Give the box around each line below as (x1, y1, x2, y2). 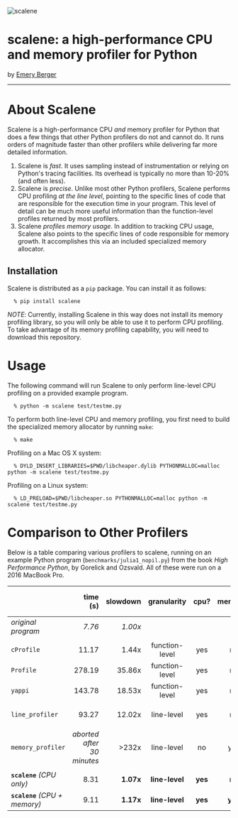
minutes (72, 756, 99, 765)
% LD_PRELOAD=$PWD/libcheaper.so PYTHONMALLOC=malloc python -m (13, 494, 208, 502)
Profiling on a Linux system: (7, 481, 89, 489)
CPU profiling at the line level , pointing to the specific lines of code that (17, 192, 226, 200)
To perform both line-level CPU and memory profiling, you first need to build (7, 415, 230, 423)
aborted (72, 729, 99, 738)
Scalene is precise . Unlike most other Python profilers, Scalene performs (17, 184, 230, 192)
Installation (7, 265, 58, 277)
